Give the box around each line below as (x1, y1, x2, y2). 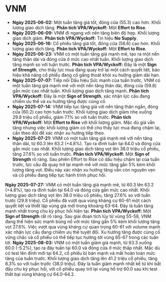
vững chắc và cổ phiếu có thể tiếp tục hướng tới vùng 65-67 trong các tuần (5, 234, 159, 240)
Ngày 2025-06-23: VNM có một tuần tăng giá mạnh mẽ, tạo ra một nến (12, 51, 160, 57)
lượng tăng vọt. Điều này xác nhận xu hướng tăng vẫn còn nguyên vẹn (12, 167, 156, 172)
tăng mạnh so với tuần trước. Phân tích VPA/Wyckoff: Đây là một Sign (12, 61, 157, 67)
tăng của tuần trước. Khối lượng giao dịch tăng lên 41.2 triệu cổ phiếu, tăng (5, 255, 158, 261)
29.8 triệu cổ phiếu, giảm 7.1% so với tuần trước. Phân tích (12, 114, 131, 120)
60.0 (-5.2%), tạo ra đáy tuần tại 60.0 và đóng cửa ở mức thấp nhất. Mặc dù (5, 245, 160, 251)
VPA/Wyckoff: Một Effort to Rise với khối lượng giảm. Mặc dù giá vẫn (12, 119, 155, 125)
